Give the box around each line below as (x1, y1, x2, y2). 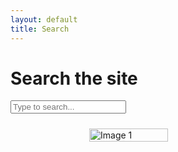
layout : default (10, 14, 78, 25)
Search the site (10, 67, 138, 90)
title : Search (10, 24, 70, 34)
